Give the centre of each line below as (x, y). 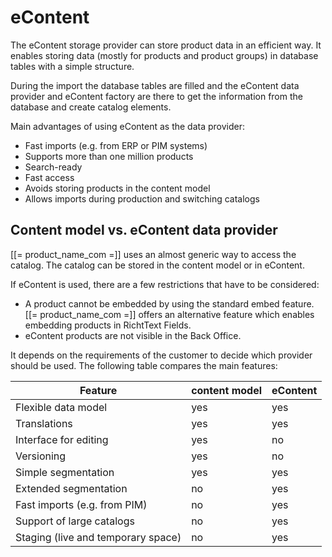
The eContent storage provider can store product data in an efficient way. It (166, 45)
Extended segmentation (71, 488)
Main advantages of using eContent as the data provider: (127, 126)
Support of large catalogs (75, 521)
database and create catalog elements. (91, 107)
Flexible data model (61, 407)
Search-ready (53, 167)
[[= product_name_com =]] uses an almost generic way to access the (153, 254)
